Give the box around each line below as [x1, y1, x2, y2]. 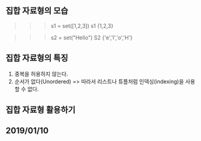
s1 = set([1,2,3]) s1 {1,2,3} [50, 22, 114, 29]
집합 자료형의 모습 [5, 5, 68, 16]
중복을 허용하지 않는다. [14, 70, 68, 77]
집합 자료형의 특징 [5, 53, 68, 64]
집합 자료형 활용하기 [5, 105, 76, 115]
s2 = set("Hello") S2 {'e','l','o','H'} [50, 34, 133, 41]
